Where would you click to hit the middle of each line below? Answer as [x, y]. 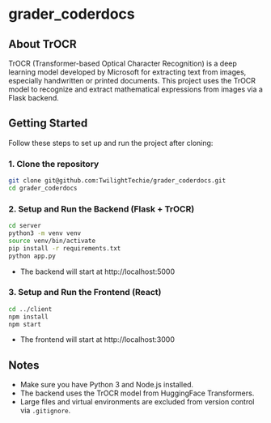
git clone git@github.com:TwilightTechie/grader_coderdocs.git [117, 181]
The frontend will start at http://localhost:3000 [97, 340]
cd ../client [30, 309]
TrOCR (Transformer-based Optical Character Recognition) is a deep [123, 63]
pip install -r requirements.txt [65, 248]
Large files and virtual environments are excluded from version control [137, 402]
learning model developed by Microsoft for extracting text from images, [127, 72]
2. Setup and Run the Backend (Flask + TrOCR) [102, 209]
